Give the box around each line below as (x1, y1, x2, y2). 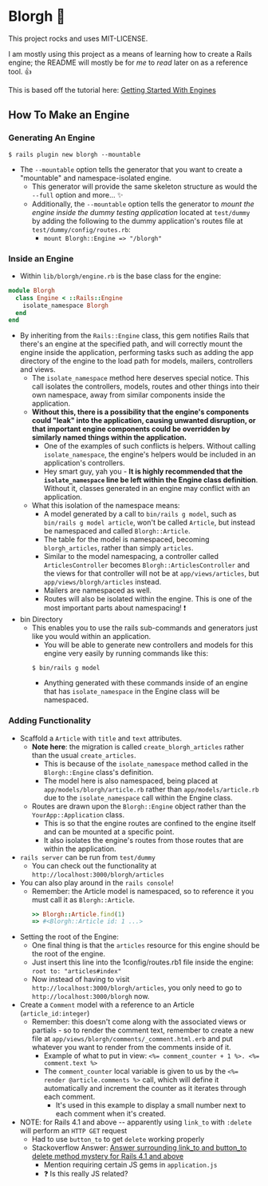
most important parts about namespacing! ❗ (43, 603, 187, 613)
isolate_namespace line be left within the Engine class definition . (43, 475, 258, 485)
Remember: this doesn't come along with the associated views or (31, 1017, 247, 1027)
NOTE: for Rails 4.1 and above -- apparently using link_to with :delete (19, 1117, 253, 1127)
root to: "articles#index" (31, 968, 122, 976)
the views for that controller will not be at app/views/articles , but (43, 569, 259, 578)
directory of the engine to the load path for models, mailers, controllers (19, 356, 254, 366)
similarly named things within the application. (31, 433, 187, 442)
